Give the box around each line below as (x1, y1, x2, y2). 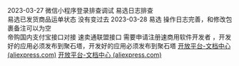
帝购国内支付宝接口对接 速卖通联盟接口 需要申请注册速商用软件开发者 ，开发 (7, 33, 232, 41)
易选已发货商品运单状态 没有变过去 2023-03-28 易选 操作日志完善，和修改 (7, 15, 226, 23)
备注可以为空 (13, 24, 51, 32)
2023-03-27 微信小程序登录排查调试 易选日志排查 (7, 6, 153, 14)
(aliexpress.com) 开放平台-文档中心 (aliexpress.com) (7, 50, 162, 59)
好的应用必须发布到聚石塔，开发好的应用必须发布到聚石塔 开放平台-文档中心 (7, 42, 231, 50)
